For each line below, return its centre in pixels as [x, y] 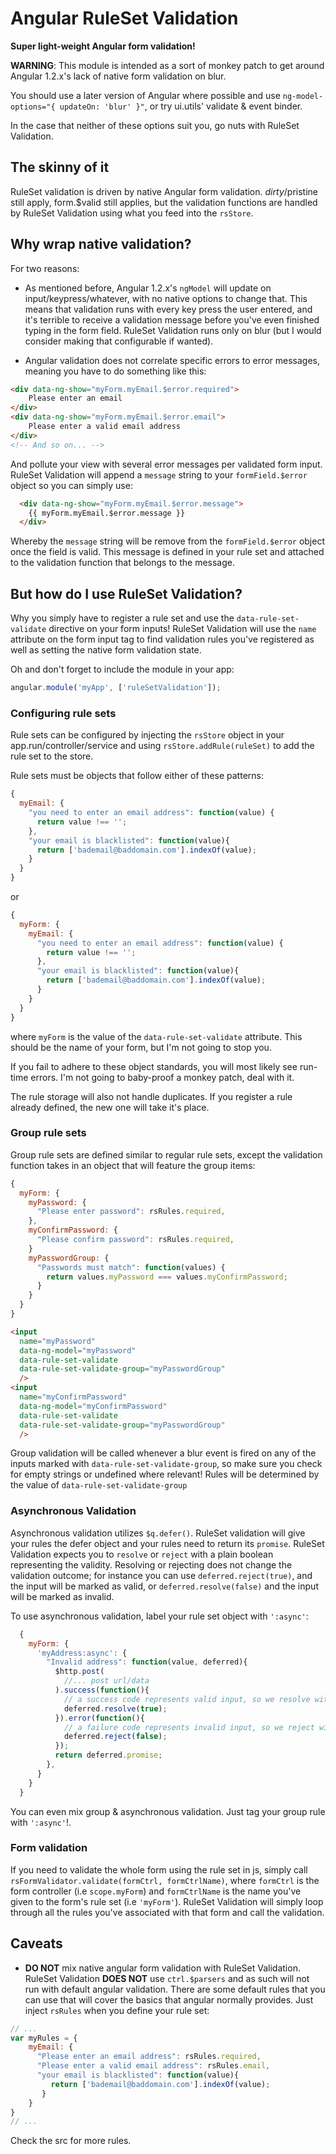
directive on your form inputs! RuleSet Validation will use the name [182, 629]
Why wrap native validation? [101, 244]
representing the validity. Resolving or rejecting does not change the [151, 1564]
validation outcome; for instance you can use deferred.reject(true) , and [161, 1575]
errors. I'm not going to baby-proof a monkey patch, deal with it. [162, 1077]
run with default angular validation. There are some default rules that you [175, 1989]
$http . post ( [79, 1672]
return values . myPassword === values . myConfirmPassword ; [167, 1277]
